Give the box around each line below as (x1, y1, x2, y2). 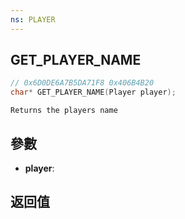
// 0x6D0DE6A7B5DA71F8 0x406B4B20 (10, 78, 155, 88)
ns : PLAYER (10, 14, 56, 25)
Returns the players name (10, 106, 118, 116)
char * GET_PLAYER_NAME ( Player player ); (10, 87, 177, 98)
